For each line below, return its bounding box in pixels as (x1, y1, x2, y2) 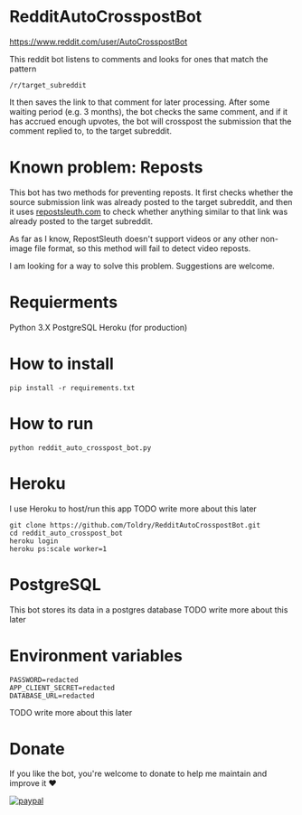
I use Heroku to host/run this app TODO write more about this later (9, 503, 258, 514)
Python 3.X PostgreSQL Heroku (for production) (9, 322, 188, 333)
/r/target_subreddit (9, 80, 88, 89)
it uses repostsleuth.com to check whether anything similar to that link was (9, 206, 288, 217)
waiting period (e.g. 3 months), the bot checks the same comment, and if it (9, 106, 288, 117)
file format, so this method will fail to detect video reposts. (34, 242, 251, 254)
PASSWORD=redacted (9, 675, 79, 684)
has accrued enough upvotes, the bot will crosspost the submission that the (9, 116, 292, 126)
